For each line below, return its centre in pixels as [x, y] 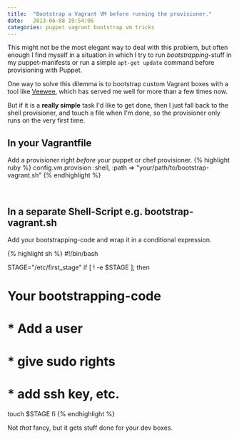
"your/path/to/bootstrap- [173, 167]
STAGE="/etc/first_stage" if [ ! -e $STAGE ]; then [78, 267]
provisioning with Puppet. [45, 70]
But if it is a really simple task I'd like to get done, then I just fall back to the [118, 105]
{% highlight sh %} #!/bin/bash [53, 253]
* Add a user [45, 329]
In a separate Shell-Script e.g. [75, 211]
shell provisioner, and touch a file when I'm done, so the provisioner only [114, 113]
